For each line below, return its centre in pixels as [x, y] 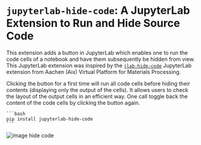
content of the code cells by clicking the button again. [73, 102]
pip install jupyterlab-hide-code [50, 119]
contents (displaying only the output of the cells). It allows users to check [97, 90]
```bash [16, 114]
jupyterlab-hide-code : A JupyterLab [98, 11]
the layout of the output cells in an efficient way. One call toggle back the [97, 96]
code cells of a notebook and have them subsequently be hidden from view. [101, 59]
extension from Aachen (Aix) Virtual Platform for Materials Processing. [94, 72]
